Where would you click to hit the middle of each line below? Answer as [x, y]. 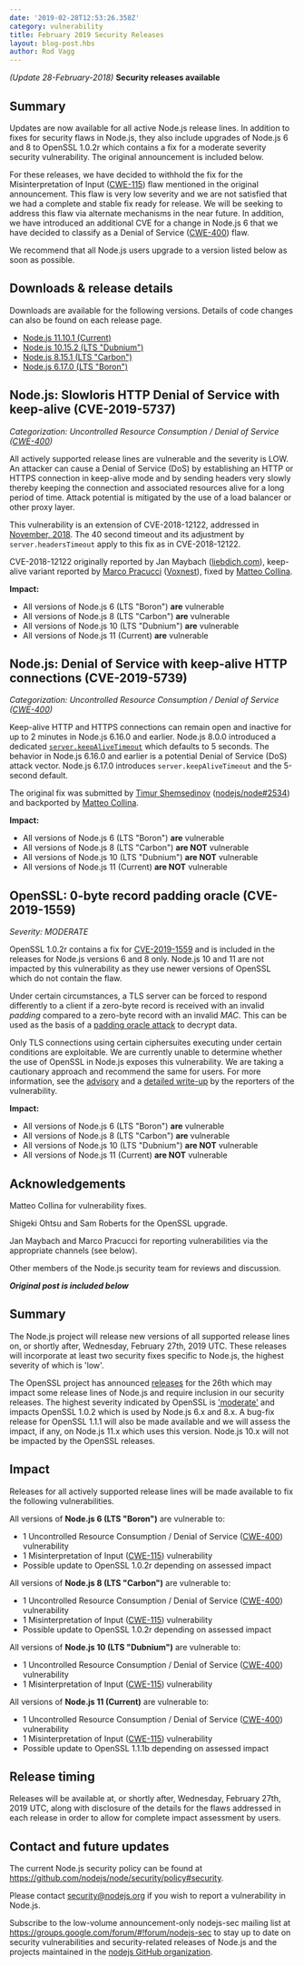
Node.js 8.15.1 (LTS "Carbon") [78, 356]
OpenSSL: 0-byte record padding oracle [125, 895]
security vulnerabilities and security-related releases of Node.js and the [143, 1942]
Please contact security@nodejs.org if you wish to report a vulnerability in [147, 1896]
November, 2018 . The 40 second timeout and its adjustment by [127, 534]
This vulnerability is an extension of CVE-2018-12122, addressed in [134, 525]
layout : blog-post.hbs [52, 43]
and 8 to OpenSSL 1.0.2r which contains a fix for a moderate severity [138, 147]
